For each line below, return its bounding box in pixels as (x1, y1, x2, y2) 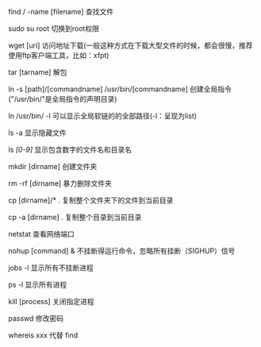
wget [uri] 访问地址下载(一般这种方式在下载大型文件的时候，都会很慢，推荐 (8, 40, 253, 50)
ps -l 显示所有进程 (8, 280, 67, 289)
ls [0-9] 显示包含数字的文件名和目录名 (8, 145, 132, 154)
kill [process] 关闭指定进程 (8, 297, 94, 306)
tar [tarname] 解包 (8, 67, 67, 77)
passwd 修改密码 (8, 314, 64, 323)
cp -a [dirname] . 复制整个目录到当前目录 (8, 213, 142, 222)
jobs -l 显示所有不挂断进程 (8, 263, 94, 272)
